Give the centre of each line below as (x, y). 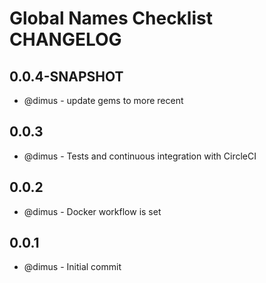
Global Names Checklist (111, 18)
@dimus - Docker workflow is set (92, 211)
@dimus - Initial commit (72, 267)
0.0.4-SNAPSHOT (66, 76)
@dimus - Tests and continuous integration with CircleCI (140, 156)
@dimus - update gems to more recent (103, 100)
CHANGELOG (65, 39)
